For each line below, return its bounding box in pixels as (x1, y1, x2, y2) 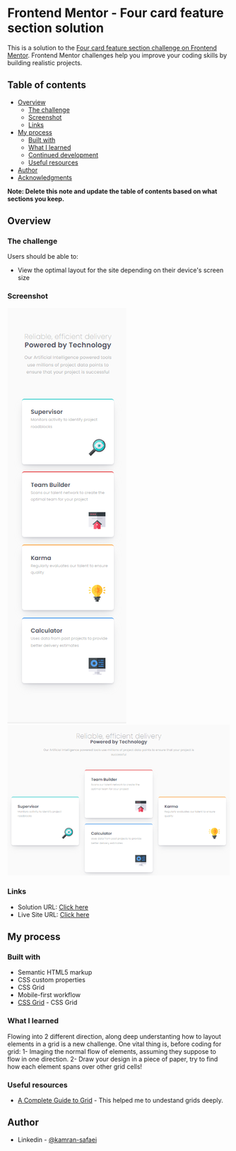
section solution (7, 20, 105, 36)
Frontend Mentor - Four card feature (7, 5, 224, 21)
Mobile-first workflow (17, 991, 81, 999)
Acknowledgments (17, 173, 73, 181)
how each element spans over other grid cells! (7, 1062, 143, 1071)
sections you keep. (7, 194, 65, 203)
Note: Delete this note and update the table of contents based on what (7, 186, 218, 196)
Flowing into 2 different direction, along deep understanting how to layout (7, 1032, 221, 1040)
